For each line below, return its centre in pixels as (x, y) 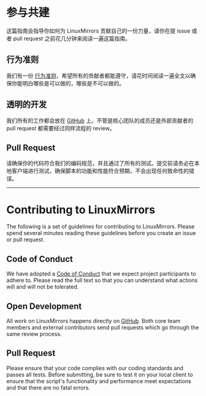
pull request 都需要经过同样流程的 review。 (61, 128)
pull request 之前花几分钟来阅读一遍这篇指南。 (72, 38)
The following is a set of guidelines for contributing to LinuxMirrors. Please (101, 227)
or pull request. (25, 239)
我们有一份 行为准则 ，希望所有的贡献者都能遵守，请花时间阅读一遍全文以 (98, 76)
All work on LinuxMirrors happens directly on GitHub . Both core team (93, 320)
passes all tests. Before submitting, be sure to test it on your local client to (100, 375)
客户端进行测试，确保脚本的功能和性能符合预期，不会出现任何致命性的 (100, 171)
